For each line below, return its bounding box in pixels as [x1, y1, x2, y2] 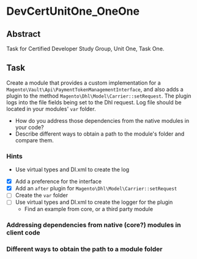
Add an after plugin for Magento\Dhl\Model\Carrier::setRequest [15, 185, 177, 192]
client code [6, 228, 41, 237]
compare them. [15, 136, 54, 144]
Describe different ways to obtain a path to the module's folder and [15, 130, 185, 137]
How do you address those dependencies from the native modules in [15, 117, 190, 124]
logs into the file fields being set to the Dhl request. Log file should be [6, 98, 182, 106]
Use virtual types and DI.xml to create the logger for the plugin [15, 198, 173, 206]
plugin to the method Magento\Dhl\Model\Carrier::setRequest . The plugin [6, 92, 191, 99]
